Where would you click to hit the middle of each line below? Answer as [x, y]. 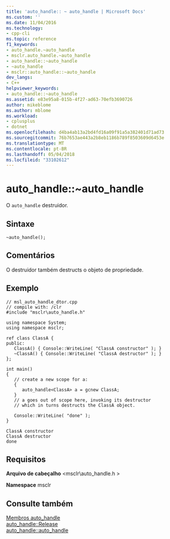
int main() [19, 369]
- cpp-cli [18, 34]
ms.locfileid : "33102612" [38, 160]
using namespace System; [36, 322]
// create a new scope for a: [51, 379]
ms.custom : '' [24, 17]
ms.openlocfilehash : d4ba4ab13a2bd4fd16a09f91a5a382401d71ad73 [85, 133]
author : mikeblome [29, 105]
